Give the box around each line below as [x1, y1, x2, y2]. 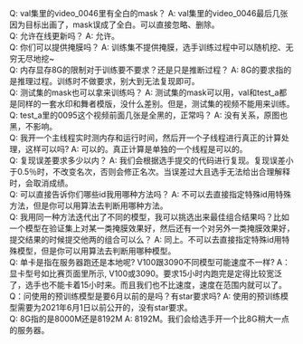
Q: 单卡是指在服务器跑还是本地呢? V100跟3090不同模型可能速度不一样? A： [9, 257, 291, 267]
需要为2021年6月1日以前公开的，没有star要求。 [16, 302, 193, 312]
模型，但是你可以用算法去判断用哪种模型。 [16, 245, 176, 256]
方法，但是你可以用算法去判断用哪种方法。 [9, 200, 168, 211]
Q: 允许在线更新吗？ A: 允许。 [9, 31, 120, 41]
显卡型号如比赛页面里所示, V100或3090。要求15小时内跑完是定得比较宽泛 [9, 268, 282, 279]
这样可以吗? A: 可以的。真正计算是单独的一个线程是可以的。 [24, 144, 248, 154]
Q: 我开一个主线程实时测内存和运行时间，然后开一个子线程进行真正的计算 [9, 132, 282, 143]
